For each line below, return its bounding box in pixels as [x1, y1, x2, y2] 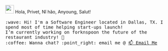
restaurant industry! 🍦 [5, 34, 64, 40]
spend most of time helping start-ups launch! [5, 24, 123, 30]
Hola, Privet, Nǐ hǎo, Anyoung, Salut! [15, 9, 91, 14]
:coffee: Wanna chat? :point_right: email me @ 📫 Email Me [5, 40, 157, 45]
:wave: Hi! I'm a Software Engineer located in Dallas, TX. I [5, 19, 163, 25]
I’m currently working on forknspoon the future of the [5, 29, 147, 35]
